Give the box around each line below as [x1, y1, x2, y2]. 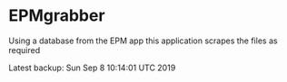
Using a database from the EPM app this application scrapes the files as [8, 35, 278, 46]
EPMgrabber [8, 5, 105, 26]
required [8, 44, 41, 55]
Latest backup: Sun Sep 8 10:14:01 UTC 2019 [8, 62, 176, 73]
